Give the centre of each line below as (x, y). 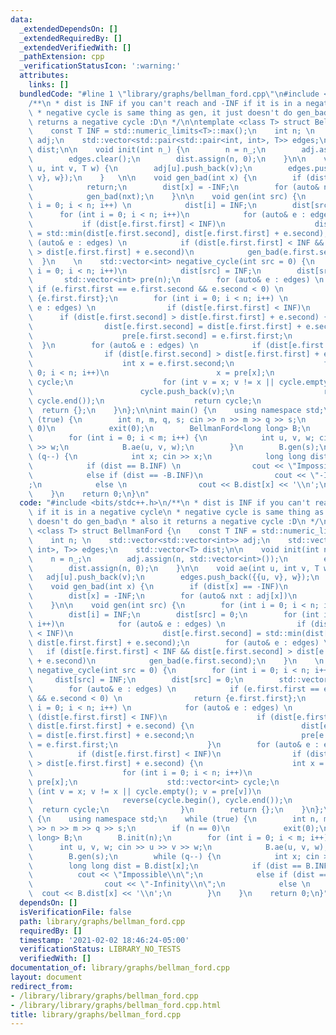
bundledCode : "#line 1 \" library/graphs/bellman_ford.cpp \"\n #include (169, 94)
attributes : (44, 76)
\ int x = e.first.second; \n (131, 364)
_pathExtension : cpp (62, 57)
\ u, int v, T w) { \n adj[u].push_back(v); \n (140, 168)
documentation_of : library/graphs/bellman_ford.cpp (120, 968)
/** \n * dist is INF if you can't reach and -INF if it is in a (165, 103)
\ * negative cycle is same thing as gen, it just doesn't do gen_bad (178, 112)
